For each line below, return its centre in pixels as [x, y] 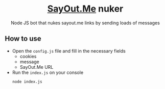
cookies [28, 56]
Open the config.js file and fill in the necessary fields [69, 51]
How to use [23, 39]
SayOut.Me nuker [85, 9]
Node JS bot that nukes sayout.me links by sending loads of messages [85, 23]
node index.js [27, 81]
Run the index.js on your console [48, 72]
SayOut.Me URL [37, 67]
